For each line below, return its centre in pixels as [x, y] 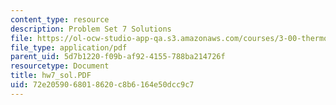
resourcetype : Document [60, 66]
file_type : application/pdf [69, 47]
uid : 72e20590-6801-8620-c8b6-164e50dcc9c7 [102, 85]
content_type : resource [60, 19]
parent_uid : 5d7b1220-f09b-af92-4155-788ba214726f [118, 57]
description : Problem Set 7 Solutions [91, 29]
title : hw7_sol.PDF [51, 76]
